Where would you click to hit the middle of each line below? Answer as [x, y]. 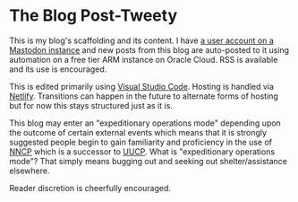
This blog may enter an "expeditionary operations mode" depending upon [145, 123]
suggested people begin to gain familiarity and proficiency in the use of [141, 142]
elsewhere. [30, 171]
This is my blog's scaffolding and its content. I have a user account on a [142, 40]
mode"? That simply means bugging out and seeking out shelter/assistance [149, 161]
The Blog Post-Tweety [93, 16]
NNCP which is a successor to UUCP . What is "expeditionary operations [142, 151]
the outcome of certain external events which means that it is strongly [138, 132]
